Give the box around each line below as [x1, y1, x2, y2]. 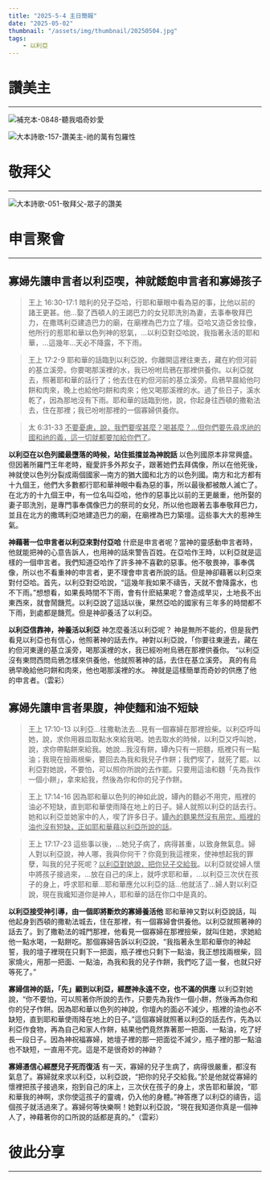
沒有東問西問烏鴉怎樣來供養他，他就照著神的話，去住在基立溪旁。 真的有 [8, 654, 250, 665]
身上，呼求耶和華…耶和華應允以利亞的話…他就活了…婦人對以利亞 [42, 879, 259, 889]
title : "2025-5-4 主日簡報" [8, 11, 98, 20]
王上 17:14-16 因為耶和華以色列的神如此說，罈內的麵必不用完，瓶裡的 [27, 792, 256, 801]
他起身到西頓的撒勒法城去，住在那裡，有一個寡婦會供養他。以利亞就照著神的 [8, 916, 262, 926]
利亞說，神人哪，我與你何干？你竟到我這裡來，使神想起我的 [49, 849, 247, 858]
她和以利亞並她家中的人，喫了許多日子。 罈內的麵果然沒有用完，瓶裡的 [27, 812, 261, 821]
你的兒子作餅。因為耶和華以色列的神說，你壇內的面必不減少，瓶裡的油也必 [8, 1004, 255, 1014]
